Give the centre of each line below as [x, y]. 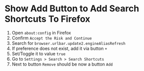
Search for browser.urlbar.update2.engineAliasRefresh [69, 43]
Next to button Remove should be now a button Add [62, 64]
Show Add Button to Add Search [72, 9]
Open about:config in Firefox [41, 33]
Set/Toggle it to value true [39, 53]
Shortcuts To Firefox [48, 19]
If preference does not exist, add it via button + [59, 48]
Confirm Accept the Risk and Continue [52, 38]
